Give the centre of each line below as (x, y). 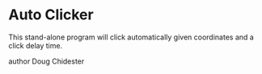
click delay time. (36, 45)
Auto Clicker (51, 15)
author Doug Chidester (46, 61)
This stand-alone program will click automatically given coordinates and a (131, 37)
